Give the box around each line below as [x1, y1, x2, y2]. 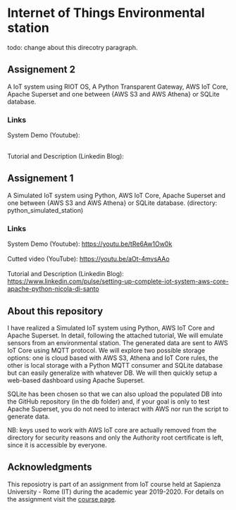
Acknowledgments [7, 461, 93, 473]
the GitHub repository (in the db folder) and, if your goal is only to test [7, 397, 210, 406]
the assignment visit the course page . [7, 495, 117, 503]
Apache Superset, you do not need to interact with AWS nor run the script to [7, 404, 229, 413]
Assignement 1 [7, 173, 74, 185]
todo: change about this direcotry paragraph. [7, 43, 138, 51]
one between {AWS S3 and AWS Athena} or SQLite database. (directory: [7, 199, 218, 207]
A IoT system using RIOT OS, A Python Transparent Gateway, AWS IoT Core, [7, 82, 228, 91]
